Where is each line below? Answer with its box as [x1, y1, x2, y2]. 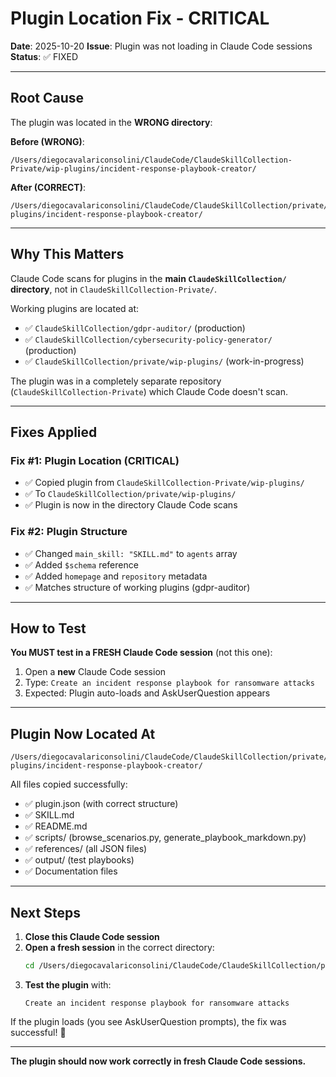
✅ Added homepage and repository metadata [24, 570, 208, 582]
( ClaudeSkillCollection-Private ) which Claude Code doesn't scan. [10, 385, 289, 397]
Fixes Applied [10, 423, 98, 441]
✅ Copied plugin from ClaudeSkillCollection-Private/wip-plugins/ [24, 477, 305, 489]
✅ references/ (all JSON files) [24, 843, 148, 855]
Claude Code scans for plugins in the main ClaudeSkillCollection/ [10, 272, 287, 284]
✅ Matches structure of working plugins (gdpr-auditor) [24, 581, 251, 593]
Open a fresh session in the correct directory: [24, 941, 215, 953]
